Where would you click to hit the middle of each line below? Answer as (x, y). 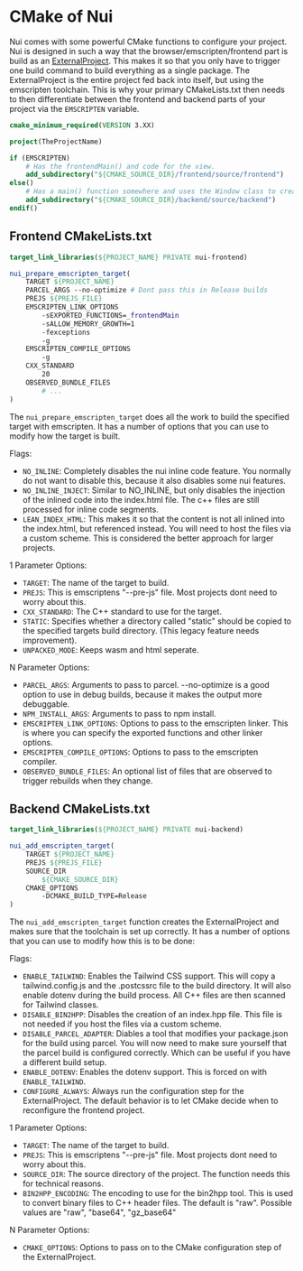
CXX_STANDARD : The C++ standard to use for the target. (122, 611)
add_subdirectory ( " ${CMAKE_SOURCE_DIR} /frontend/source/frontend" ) (155, 175)
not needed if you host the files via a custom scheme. (122, 1024)
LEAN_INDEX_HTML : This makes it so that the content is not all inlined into (154, 519)
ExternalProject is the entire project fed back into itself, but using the (137, 79)
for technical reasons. (63, 1183)
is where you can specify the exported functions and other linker (142, 732)
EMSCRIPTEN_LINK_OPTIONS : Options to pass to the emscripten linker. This (155, 723)
